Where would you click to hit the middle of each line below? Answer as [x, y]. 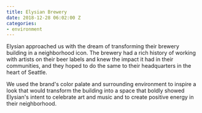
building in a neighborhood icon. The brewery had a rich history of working [101, 53]
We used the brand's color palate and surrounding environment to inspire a [101, 84]
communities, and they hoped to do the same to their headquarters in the [99, 66]
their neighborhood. [32, 104]
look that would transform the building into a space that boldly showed [95, 91]
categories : [21, 23]
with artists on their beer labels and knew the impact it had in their [90, 59]
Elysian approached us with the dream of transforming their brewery [93, 46]
